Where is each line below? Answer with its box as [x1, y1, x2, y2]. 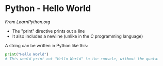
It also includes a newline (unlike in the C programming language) [12, 33, 143, 39]
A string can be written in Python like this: [5, 42, 88, 48]
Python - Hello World [5, 3, 91, 14]
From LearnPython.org [5, 19, 50, 25]
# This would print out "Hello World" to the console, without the [5, 56, 145, 61]
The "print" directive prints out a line [12, 28, 85, 34]
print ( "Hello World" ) [5, 52, 49, 57]
